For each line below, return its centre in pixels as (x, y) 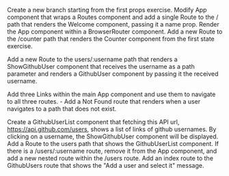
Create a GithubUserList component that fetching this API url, (93, 122)
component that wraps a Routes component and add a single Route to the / (113, 17)
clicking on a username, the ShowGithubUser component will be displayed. (113, 136)
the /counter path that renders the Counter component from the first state (111, 39)
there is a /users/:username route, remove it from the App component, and (112, 151)
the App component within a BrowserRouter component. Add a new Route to (115, 31)
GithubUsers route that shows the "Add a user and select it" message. (106, 165)
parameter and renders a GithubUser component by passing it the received (113, 74)
